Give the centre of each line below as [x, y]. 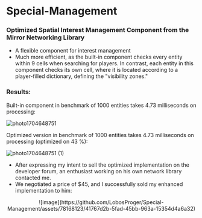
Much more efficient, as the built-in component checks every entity [99, 57]
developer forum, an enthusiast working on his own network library [98, 171]
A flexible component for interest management [73, 51]
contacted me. [33, 178]
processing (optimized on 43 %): [47, 141]
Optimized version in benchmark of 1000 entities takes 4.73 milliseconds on [100, 135]
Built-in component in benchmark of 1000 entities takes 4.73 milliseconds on [101, 105]
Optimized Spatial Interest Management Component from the [98, 30]
